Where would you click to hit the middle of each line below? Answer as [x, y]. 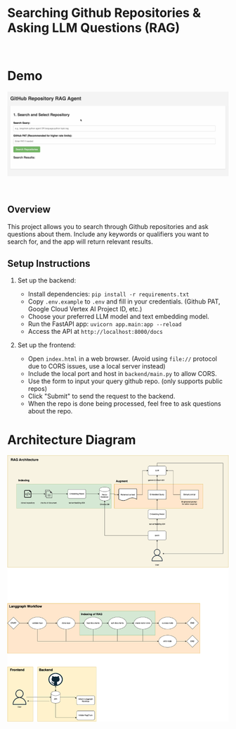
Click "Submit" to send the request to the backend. [101, 397]
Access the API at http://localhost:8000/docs [95, 332]
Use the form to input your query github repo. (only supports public [125, 381]
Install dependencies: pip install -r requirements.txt [109, 294]
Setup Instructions [49, 264]
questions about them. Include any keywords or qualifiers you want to [108, 234]
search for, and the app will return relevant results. [80, 242]
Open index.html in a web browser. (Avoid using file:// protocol [123, 359]
